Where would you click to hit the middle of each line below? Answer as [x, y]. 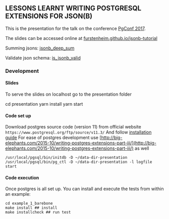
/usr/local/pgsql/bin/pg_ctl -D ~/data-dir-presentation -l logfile [79, 162]
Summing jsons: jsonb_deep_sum [40, 48]
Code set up [18, 115]
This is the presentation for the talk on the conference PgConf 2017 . [75, 28]
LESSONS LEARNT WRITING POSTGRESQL [73, 8]
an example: [18, 194]
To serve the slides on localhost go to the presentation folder [69, 94]
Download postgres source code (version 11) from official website [73, 127]
